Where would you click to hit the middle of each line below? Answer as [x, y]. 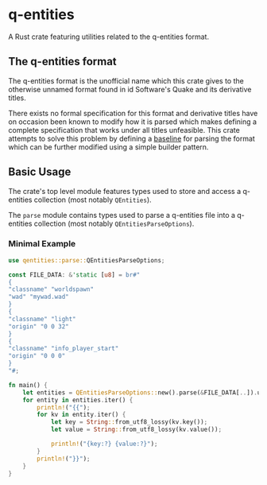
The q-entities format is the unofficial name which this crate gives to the [126, 80]
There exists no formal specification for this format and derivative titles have [133, 113]
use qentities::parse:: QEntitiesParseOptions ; [87, 260]
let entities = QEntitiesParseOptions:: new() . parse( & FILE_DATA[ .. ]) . [140, 392]
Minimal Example [42, 244]
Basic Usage [40, 172]
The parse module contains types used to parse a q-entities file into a [122, 215]
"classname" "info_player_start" [64, 349]
